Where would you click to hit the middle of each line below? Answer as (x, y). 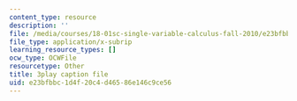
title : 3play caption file (59, 75)
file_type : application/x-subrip (71, 42)
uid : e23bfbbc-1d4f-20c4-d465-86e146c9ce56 (91, 83)
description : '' (39, 25)
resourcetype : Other (47, 67)
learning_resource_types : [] (63, 50)
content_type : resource (53, 17)
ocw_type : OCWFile (43, 58)
